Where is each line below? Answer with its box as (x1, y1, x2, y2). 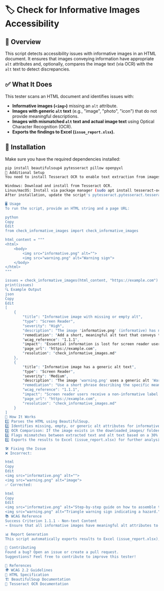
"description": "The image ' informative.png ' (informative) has (22, 328, 156, 333)
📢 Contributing (5, 545, 36, 550)
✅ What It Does (5, 80, 52, 89)
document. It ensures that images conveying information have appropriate (5, 56, 154, 62)
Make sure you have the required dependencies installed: (5, 156, 121, 162)
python (5, 214, 19, 220)
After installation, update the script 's (5, 192, 91, 197)
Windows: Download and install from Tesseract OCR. (5, 184, 112, 189)
